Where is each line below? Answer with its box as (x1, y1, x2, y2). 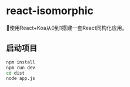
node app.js (6, 75, 35, 82)
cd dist (6, 70, 25, 76)
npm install (6, 59, 35, 65)
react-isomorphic (6, 4, 94, 18)
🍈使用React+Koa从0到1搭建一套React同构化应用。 (6, 24, 128, 31)
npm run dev (6, 65, 35, 71)
